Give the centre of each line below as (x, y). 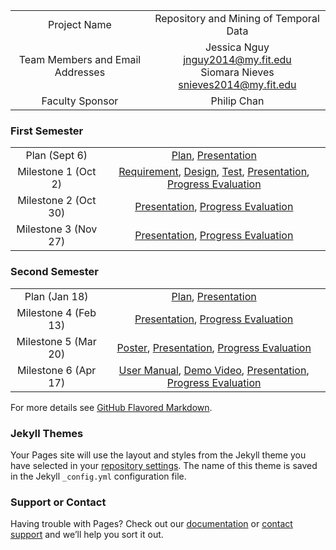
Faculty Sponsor (80, 101)
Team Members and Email (80, 59)
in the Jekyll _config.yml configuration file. (98, 476)
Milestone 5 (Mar (56, 341)
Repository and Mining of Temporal (237, 18)
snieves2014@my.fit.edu (237, 84)
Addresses (80, 72)
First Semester (47, 131)
